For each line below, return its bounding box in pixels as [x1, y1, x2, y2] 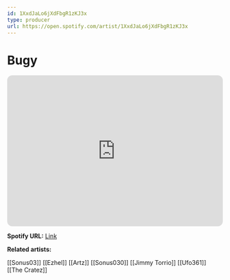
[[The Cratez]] [7, 266, 48, 275]
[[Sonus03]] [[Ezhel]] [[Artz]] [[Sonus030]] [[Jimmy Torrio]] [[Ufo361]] [7, 259, 207, 267]
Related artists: [7, 245, 52, 254]
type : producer [7, 16, 51, 23]
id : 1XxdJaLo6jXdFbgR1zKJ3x [7, 10, 88, 17]
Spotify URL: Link [7, 232, 57, 240]
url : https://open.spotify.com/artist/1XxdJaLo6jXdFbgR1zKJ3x [7, 23, 188, 30]
